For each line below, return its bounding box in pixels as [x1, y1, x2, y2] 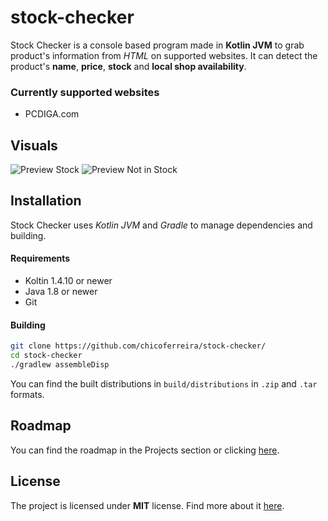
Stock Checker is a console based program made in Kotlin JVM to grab [10, 39, 305, 51]
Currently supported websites [10, 85, 160, 99]
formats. [10, 388, 45, 400]
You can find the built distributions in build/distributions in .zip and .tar [10, 377, 318, 390]
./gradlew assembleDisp [10, 360, 110, 370]
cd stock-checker [10, 351, 83, 361]
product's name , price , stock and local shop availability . [10, 60, 247, 72]
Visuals [10, 137, 58, 154]
